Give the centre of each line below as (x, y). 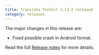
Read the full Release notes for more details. (50, 47)
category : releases (25, 14)
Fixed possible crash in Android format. (52, 38)
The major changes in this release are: (44, 28)
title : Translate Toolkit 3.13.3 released (49, 10)
